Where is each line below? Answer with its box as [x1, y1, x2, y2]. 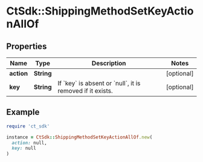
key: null [11, 145, 36, 152]
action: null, [11, 140, 47, 146]
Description [91, 59, 126, 67]
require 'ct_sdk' [6, 123, 50, 129]
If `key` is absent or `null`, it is [57, 79, 141, 87]
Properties [6, 41, 47, 51]
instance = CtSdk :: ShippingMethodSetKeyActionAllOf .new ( [6, 134, 153, 140]
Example [6, 107, 40, 117]
